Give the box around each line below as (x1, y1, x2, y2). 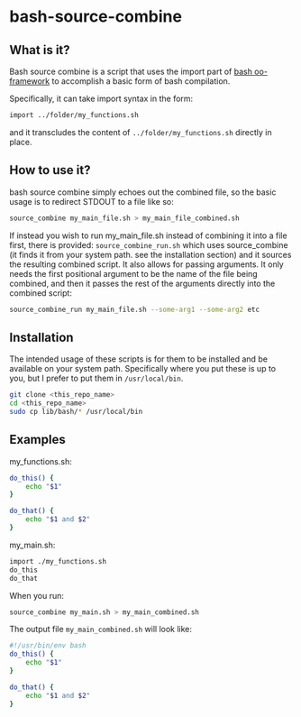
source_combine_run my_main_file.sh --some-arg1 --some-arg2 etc (9, 305, 260, 314)
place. (9, 136, 33, 147)
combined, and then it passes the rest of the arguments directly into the (9, 278, 276, 289)
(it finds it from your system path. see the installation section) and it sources (9, 249, 292, 260)
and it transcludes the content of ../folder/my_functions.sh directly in (9, 126, 272, 137)
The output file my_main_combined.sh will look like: (9, 624, 192, 635)
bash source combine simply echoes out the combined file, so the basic (9, 187, 277, 198)
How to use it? (9, 162, 91, 178)
